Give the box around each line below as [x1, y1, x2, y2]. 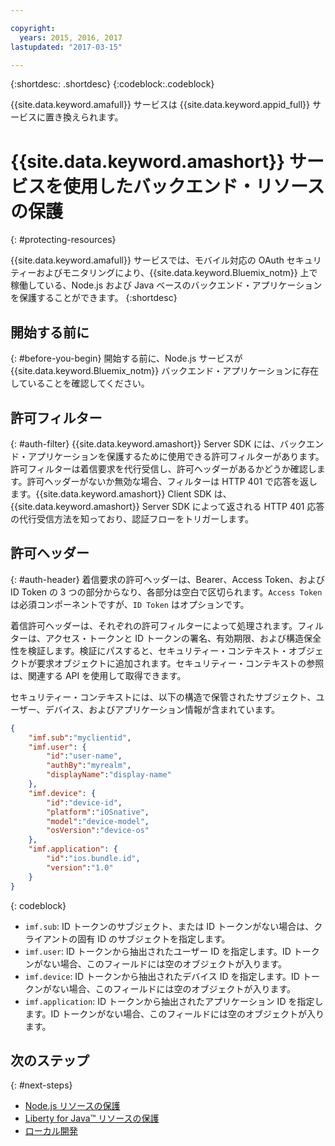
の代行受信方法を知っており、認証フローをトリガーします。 [10, 512, 254, 525]
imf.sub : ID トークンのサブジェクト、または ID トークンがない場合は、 [24, 920, 315, 932]
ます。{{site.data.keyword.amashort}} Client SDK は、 [10, 487, 232, 500]
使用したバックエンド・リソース [63, 175, 325, 198]
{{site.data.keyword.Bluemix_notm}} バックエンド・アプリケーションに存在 [10, 365, 319, 377]
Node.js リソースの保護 [24, 1100, 121, 1112]
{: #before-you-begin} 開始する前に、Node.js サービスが [10, 352, 243, 365]
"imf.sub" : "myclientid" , [28, 732, 132, 743]
